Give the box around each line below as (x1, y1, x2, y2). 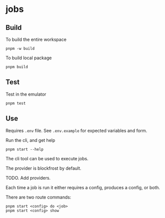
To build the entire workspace (5, 36, 66, 42)
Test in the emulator (5, 91, 47, 97)
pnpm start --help (5, 147, 44, 152)
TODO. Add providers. (5, 175, 51, 181)
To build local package (5, 55, 52, 61)
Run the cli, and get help (5, 137, 55, 143)
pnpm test (5, 101, 26, 106)
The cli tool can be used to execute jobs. (5, 155, 89, 161)
